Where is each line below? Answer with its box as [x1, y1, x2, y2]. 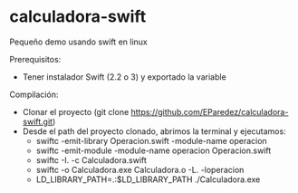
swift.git [22, 116, 53, 127]
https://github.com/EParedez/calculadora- [130, 106, 289, 117]
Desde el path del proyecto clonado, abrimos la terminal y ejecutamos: [22, 125, 287, 137]
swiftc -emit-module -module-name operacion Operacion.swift [35, 145, 272, 156]
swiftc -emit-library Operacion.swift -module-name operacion [35, 135, 267, 146]
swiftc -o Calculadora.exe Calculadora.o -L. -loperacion [35, 164, 245, 175]
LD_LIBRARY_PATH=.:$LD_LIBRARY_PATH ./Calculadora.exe [35, 174, 261, 185]
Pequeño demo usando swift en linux [9, 36, 148, 47]
